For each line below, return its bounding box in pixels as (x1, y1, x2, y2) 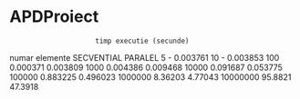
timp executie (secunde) (95, 36, 190, 45)
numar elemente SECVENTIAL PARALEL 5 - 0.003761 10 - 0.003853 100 (9, 52, 280, 63)
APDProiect (9, 6, 99, 27)
